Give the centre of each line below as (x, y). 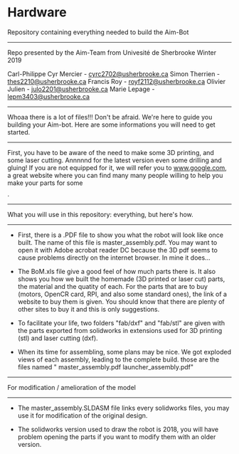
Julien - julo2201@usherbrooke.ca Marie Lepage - (81, 89)
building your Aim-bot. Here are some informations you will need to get (111, 125)
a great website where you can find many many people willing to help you (115, 175)
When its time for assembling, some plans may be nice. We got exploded (124, 352)
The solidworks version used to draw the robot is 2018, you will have (118, 429)
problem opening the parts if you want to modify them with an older (117, 437)
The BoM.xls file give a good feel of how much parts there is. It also (116, 271)
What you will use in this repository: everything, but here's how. (100, 214)
